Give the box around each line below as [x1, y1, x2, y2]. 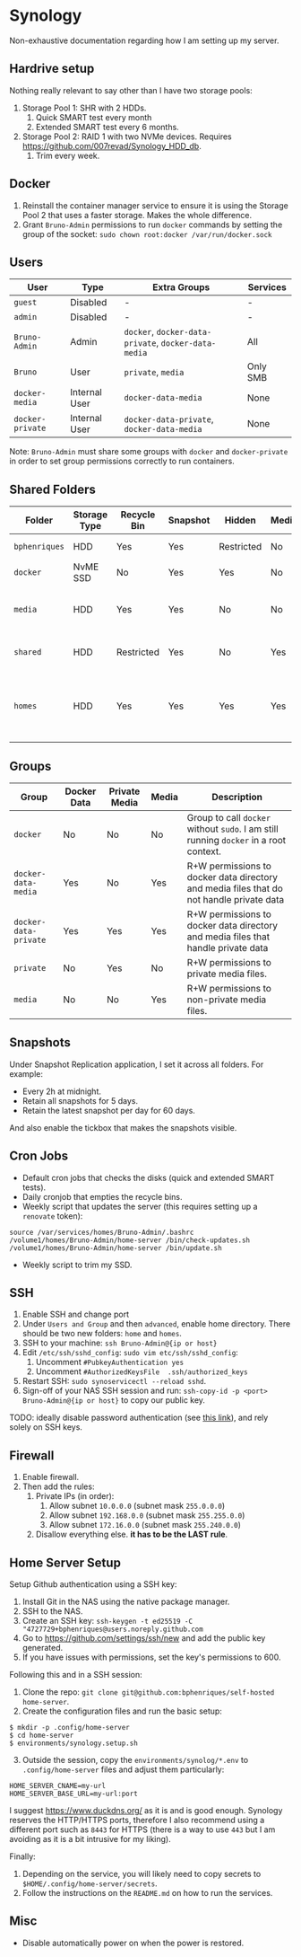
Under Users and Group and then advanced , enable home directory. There [21, 1318, 291, 1329]
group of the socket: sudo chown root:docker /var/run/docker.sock [21, 228, 272, 239]
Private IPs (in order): [35, 1491, 115, 1502]
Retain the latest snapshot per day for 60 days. [21, 1105, 195, 1115]
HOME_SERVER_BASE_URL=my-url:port [9, 1789, 139, 1799]
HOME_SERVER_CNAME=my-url [9, 1782, 106, 1791]
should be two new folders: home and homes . [21, 1328, 182, 1339]
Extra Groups [151, 281, 211, 294]
